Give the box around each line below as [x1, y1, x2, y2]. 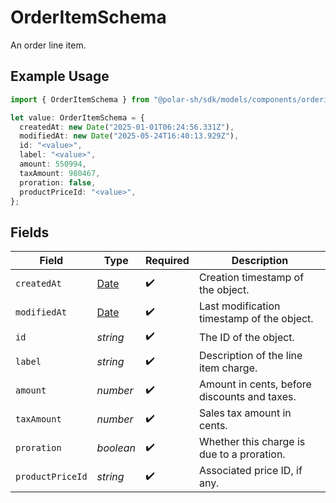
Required [144, 254, 190, 268]
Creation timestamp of [198, 271, 305, 285]
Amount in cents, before [198, 377, 312, 391]
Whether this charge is [198, 435, 306, 449]
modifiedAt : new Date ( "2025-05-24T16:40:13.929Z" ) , [19, 131, 240, 141]
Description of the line [198, 349, 303, 363]
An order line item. [10, 39, 87, 51]
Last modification [198, 299, 281, 313]
